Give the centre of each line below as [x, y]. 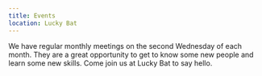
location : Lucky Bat [43, 23]
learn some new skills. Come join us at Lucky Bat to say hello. [110, 63]
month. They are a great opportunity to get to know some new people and [131, 54]
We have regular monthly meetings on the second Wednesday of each [125, 46]
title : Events [32, 16]
